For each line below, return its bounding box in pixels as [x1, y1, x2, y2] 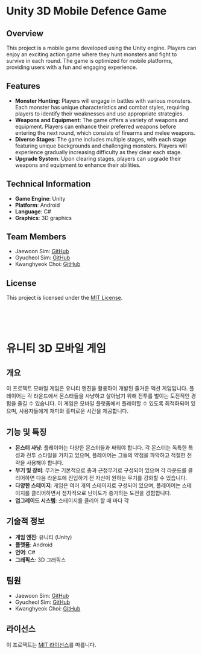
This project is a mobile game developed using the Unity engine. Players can [6, 44, 197, 51]
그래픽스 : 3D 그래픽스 [14, 556, 66, 563]
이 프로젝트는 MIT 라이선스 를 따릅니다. [6, 641, 96, 648]
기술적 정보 [6, 516, 45, 526]
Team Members [6, 231, 66, 242]
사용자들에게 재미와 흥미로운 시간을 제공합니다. [19, 407, 128, 415]
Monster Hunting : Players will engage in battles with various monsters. [14, 97, 192, 104]
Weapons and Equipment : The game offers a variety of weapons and [14, 116, 189, 123]
